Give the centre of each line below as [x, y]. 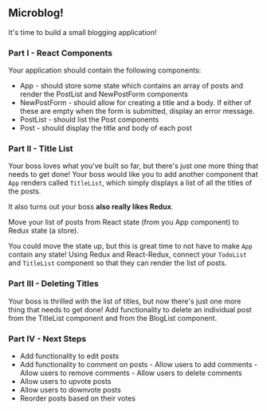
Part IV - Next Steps [47, 339]
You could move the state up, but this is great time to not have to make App [130, 246]
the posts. [25, 191]
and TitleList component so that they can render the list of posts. [118, 263]
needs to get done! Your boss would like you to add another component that [133, 174]
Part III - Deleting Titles [54, 284]
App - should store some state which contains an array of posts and [132, 86]
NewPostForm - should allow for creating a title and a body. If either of [135, 103]
